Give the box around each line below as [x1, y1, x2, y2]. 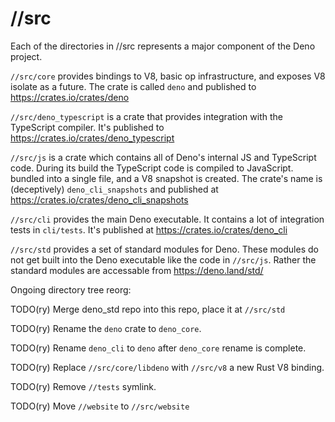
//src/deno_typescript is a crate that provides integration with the [10, 110, 283, 122]
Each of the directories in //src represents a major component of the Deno [10, 40, 316, 52]
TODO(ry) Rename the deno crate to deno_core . [10, 322, 202, 334]
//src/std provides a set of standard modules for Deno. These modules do [10, 243, 319, 255]
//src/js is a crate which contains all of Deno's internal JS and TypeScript [10, 151, 317, 163]
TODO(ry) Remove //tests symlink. [10, 380, 157, 392]
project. [10, 50, 43, 62]
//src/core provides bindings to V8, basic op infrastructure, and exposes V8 [10, 70, 326, 82]
